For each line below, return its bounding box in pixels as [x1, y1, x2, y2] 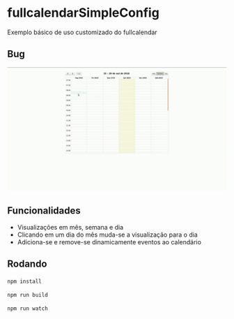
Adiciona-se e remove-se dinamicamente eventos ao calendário [17, 238, 202, 246]
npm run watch [7, 305, 49, 312]
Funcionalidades [7, 205, 81, 216]
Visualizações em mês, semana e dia [17, 223, 124, 232]
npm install [7, 278, 42, 285]
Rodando [7, 258, 47, 270]
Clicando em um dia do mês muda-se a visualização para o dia [17, 230, 198, 239]
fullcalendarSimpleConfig [7, 5, 160, 21]
